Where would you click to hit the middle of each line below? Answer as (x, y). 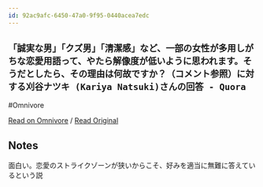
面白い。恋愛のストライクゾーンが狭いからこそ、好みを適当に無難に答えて (129, 166)
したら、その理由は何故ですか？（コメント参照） (135, 74)
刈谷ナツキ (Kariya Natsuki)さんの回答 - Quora (136, 87)
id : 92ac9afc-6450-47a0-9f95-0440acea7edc (79, 15)
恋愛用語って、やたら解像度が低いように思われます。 (134, 62)
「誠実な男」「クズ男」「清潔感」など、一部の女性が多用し (127, 49)
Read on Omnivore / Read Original (63, 121)
